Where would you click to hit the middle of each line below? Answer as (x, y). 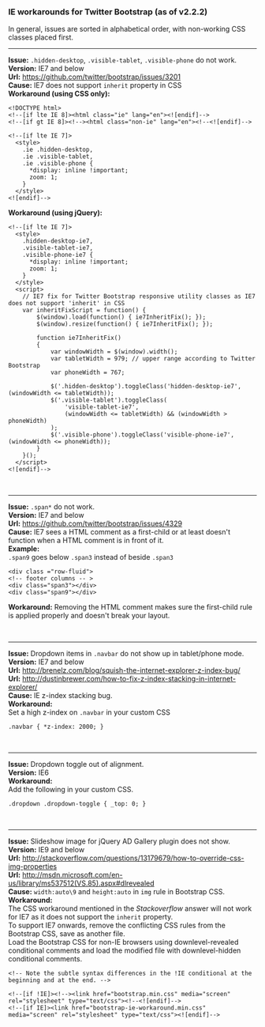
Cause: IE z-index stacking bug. (60, 696)
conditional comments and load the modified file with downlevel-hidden (125, 950)
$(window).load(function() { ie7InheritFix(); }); (121, 317)
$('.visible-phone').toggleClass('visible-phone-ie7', (142, 435)
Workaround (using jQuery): (55, 213)
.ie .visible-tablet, (58, 157)
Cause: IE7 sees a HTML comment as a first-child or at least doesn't (119, 532)
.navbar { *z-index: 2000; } (56, 727)
